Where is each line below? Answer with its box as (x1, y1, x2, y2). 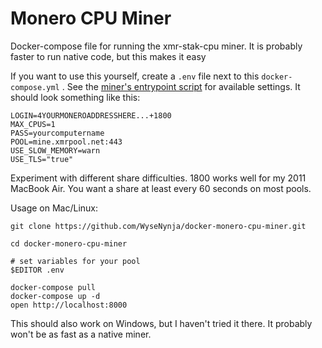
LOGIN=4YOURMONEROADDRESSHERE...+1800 (10, 110, 172, 121)
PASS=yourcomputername (10, 128, 105, 138)
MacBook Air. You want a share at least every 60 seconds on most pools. (10, 182, 312, 194)
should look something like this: (10, 91, 141, 103)
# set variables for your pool (10, 256, 141, 266)
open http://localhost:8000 (10, 300, 128, 310)
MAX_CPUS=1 (10, 119, 56, 129)
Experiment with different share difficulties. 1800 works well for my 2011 (10, 172, 307, 184)
